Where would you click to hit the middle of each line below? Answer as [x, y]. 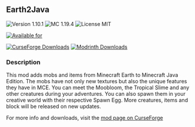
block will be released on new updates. [54, 106]
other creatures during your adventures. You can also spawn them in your [96, 94]
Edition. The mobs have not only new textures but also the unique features [97, 82]
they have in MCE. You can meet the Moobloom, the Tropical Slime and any [98, 87]
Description [23, 62]
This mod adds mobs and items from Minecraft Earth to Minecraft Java [92, 75]
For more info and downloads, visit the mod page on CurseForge [85, 118]
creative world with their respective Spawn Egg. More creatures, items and [97, 100]
